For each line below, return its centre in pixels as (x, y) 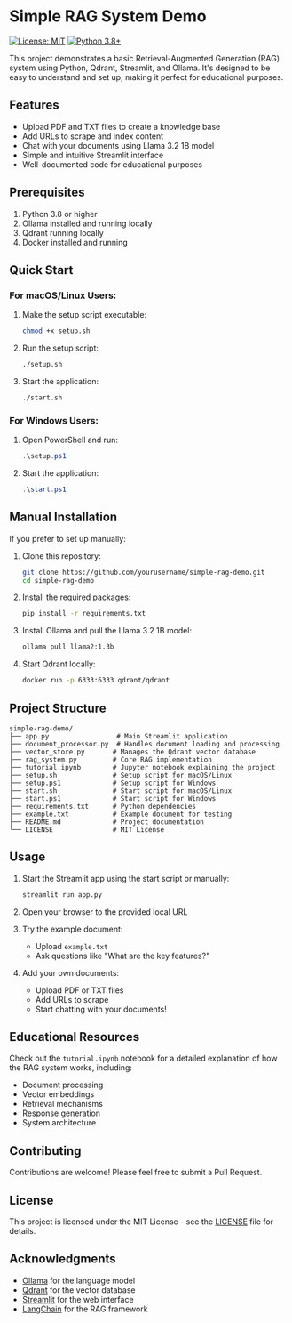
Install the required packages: (76, 597)
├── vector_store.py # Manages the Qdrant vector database (132, 752)
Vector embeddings (58, 1094)
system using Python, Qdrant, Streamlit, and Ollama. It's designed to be (140, 68)
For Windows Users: (54, 420)
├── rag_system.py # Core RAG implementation (111, 759)
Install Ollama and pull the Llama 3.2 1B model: (107, 631)
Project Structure (58, 708)
